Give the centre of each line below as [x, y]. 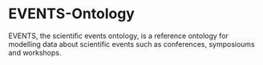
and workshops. [35, 52]
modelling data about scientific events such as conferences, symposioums [131, 44]
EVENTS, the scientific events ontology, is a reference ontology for [118, 36]
